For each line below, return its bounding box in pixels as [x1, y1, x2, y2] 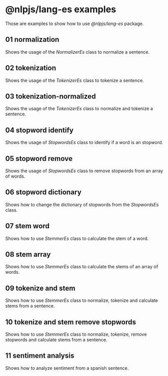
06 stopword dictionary [5, 188, 81, 197]
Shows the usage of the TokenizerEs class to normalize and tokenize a [5, 106, 153, 112]
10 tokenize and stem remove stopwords [5, 318, 136, 326]
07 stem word [5, 222, 50, 230]
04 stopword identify [5, 126, 74, 134]
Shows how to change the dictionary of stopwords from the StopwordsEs [5, 201, 159, 207]
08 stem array [5, 250, 51, 259]
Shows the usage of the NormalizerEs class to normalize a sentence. [5, 49, 150, 55]
